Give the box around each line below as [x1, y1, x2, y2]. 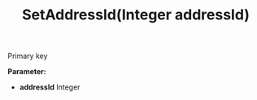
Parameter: [7, 67, 46, 77]
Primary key [7, 51, 48, 61]
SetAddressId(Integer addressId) [22, 6, 250, 24]
